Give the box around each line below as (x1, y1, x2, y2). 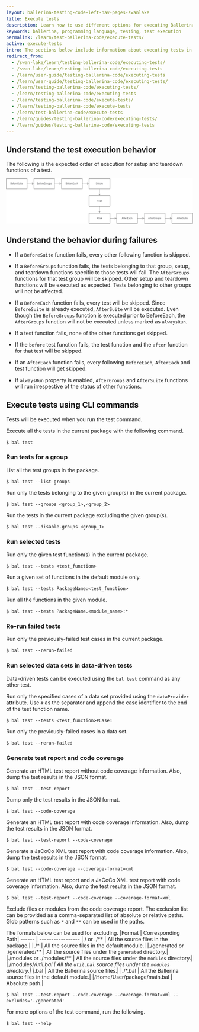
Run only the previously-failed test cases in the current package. (6, 636, 164, 643)
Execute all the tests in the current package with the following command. (6, 427, 184, 434)
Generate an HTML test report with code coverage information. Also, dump (6, 818, 190, 826)
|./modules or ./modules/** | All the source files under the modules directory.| (6, 954, 193, 962)
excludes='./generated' (6, 998, 65, 1004)
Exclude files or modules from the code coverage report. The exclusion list (6, 905, 188, 912)
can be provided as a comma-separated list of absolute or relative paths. (6, 911, 184, 918)
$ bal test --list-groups (6, 479, 70, 485)
